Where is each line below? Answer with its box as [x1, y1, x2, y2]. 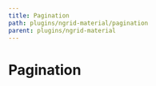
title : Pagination [8, 11, 70, 20]
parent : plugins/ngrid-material [8, 26, 116, 34]
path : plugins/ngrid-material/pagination [8, 19, 149, 27]
